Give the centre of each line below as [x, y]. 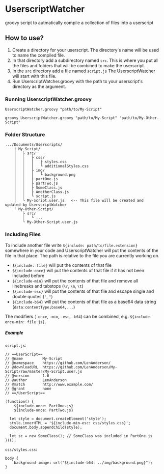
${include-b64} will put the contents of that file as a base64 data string [84, 302]
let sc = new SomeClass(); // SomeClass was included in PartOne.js [81, 436]
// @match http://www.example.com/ [49, 384]
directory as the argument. [39, 86]
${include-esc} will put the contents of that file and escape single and [83, 291]
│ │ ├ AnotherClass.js [41, 192]
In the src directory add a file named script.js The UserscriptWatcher [84, 71]
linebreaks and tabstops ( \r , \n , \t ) [48, 286]
